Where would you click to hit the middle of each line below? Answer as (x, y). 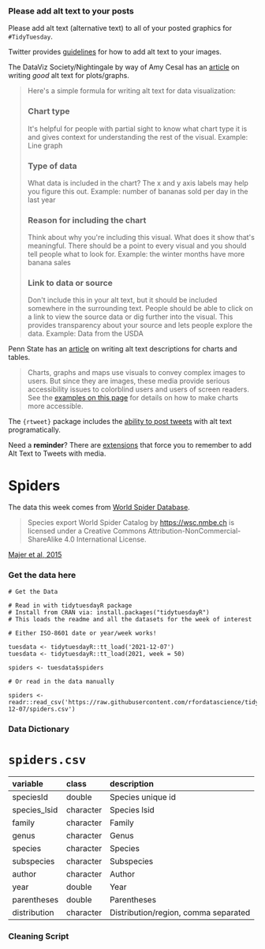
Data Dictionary (39, 729)
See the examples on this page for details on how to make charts (133, 398)
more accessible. (55, 406)
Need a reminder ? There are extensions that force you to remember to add (130, 445)
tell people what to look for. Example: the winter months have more (136, 254)
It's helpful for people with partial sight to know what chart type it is (137, 129)
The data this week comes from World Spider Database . (99, 508)
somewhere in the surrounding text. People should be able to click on (140, 309)
